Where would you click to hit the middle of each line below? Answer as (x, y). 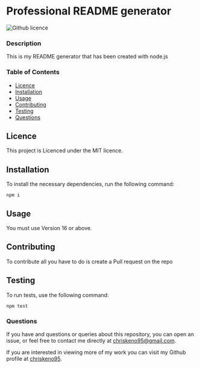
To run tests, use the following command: (58, 295)
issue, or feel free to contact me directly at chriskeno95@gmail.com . (91, 340)
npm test (17, 306)
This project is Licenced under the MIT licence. (65, 151)
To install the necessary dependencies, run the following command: (90, 184)
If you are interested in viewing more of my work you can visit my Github (96, 352)
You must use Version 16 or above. (49, 228)
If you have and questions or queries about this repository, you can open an (100, 334)
